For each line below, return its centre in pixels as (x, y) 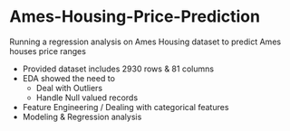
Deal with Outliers (69, 88)
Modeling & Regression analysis (82, 117)
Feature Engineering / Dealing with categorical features (126, 107)
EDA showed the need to (69, 78)
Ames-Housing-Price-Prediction (135, 17)
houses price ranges (48, 51)
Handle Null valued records (87, 98)
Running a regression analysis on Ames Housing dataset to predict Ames (145, 42)
